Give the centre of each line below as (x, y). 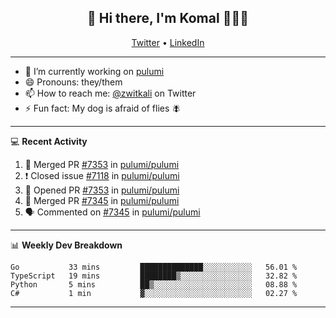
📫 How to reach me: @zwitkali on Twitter (110, 93)
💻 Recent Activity (49, 141)
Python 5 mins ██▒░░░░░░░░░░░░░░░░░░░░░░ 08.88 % (154, 284)
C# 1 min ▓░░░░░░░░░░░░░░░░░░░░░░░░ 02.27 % (154, 293)
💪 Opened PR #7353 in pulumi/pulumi (102, 190)
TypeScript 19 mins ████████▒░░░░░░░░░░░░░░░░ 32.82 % (154, 276)
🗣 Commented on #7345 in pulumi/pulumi (112, 212)
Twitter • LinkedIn (168, 42)
